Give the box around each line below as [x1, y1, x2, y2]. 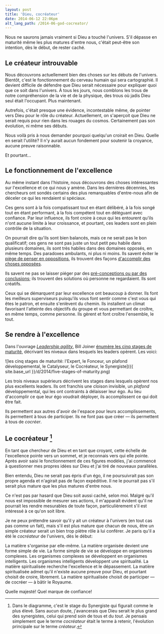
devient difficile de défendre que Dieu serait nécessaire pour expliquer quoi [5, 82, 157, 88]
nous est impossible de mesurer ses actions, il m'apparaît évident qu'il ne [5, 497, 153, 503]
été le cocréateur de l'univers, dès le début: [5, 533, 93, 539]
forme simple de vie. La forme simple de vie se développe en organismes [5, 548, 152, 554]
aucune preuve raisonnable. [5, 143, 61, 149]
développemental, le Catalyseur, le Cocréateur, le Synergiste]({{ [5, 363, 133, 369]
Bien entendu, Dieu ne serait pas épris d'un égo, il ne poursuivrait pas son [5, 472, 154, 478]
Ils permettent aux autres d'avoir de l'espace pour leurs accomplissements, [5, 408, 157, 414]
